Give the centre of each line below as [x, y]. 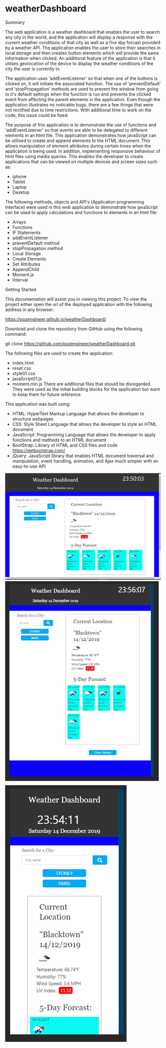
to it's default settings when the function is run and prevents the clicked [78, 94]
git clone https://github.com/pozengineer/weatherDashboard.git [70, 343]
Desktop [21, 192]
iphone [19, 176]
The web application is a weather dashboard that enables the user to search [83, 32]
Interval [20, 280]
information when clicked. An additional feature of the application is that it [80, 58]
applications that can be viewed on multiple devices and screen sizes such [81, 161]
